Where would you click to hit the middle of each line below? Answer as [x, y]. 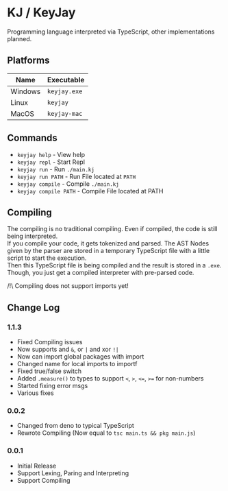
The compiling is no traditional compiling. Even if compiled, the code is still [112, 229]
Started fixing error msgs [52, 386]
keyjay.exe [65, 91]
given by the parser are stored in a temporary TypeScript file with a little [109, 251]
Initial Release [37, 466]
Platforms [28, 61]
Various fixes [35, 393]
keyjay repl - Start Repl [51, 162]
